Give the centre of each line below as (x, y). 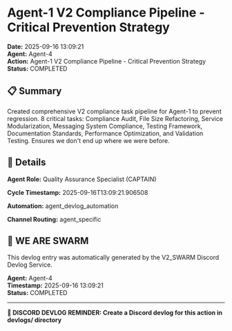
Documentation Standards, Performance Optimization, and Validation (105, 133)
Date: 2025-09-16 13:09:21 (46, 46)
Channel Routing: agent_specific (54, 219)
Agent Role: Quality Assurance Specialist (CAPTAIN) (82, 179)
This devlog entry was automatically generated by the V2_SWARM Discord (113, 258)
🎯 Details (27, 163)
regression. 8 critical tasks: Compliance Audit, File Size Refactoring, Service (115, 118)
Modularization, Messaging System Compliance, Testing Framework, (105, 126)
